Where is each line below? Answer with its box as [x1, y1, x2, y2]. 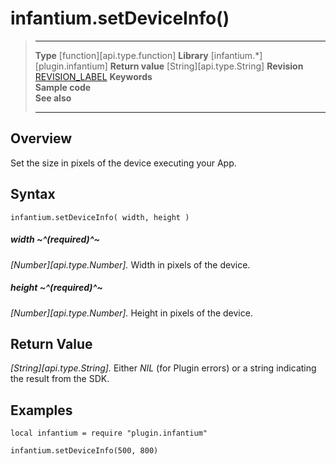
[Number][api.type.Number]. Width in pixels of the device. [10, 258, 251, 271]
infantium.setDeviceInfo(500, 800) [10, 446, 159, 456]
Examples [10, 402, 73, 419]
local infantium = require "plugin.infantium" [10, 428, 208, 439]
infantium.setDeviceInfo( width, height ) [10, 212, 190, 222]
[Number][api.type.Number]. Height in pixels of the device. [10, 307, 253, 319]
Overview [10, 130, 73, 147]
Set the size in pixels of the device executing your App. [10, 157, 237, 169]
